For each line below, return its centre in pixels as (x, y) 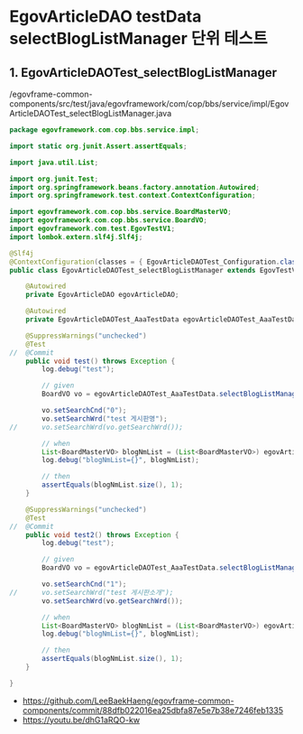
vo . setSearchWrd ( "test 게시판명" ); (105, 418)
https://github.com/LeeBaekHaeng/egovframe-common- (128, 701)
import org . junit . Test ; (54, 179)
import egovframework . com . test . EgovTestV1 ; (92, 228)
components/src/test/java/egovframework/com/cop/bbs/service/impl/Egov (149, 104)
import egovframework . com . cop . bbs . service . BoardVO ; (108, 220)
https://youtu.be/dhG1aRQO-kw (81, 720)
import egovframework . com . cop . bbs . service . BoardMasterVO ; (120, 212)
